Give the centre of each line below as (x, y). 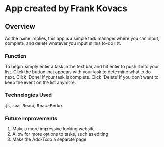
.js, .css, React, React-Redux (34, 105)
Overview (20, 27)
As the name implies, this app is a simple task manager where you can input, (82, 38)
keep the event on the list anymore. (41, 82)
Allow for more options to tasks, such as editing (60, 134)
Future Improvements (31, 118)
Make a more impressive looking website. (54, 129)
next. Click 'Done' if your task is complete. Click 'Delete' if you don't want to (82, 77)
